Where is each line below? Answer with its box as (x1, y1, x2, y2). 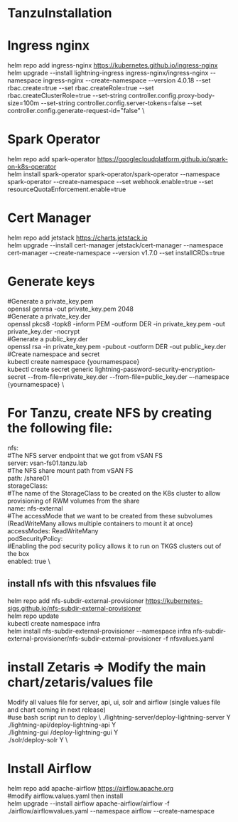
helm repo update (7, 612, 60, 620)
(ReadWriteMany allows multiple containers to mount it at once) (7, 519, 193, 528)
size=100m (7, 99, 40, 107)
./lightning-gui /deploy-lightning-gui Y (7, 727, 119, 737)
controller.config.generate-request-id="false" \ (7, 107, 145, 115)
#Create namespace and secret (7, 350, 100, 358)
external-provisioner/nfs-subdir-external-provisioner (7, 634, 162, 643)
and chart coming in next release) (7, 705, 107, 714)
